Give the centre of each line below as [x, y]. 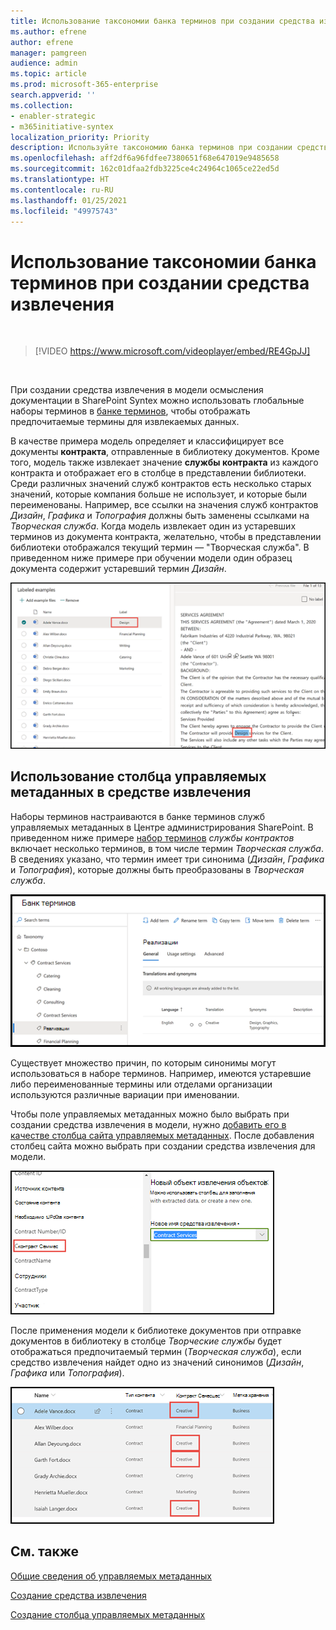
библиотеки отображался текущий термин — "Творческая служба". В [160, 547]
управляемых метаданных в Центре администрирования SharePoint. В [162, 827]
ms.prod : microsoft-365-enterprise [84, 85]
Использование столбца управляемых [138, 776]
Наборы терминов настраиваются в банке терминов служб [138, 816]
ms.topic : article [48, 74]
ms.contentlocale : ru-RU [62, 190]
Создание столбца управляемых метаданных [108, 1614]
